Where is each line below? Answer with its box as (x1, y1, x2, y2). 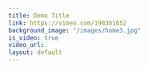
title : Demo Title (8, 11, 70, 20)
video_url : (8, 41, 45, 49)
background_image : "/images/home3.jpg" (8, 26, 142, 34)
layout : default (8, 48, 62, 56)
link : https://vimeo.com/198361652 (8, 19, 127, 27)
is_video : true (8, 33, 59, 42)
